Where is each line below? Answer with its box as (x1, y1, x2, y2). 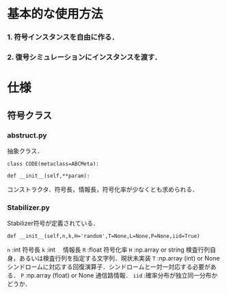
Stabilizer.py (7, 202, 50, 212)
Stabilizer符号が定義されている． (7, 219, 99, 228)
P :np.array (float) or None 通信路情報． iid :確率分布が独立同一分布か (20, 271, 218, 280)
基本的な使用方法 (7, 6, 104, 22)
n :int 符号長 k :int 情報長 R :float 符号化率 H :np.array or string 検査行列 (7, 245, 211, 254)
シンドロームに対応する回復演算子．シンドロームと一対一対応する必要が (7, 263, 211, 271)
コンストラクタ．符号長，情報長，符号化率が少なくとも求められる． (7, 185, 198, 193)
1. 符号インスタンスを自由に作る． (7, 32, 119, 42)
